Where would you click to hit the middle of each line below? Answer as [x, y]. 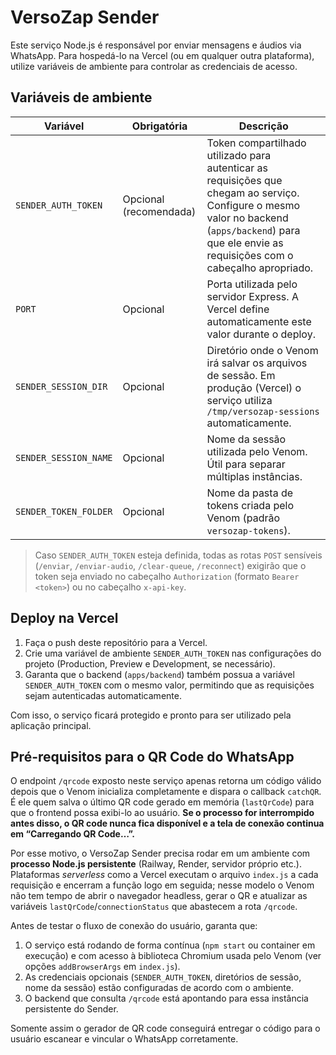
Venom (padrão [243, 518]
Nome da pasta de [250, 493]
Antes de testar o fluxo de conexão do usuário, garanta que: [134, 926]
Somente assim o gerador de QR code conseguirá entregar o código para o [165, 1028]
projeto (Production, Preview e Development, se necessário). [150, 663]
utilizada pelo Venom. [257, 451]
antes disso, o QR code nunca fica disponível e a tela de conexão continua [167, 823]
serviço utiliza [239, 400]
